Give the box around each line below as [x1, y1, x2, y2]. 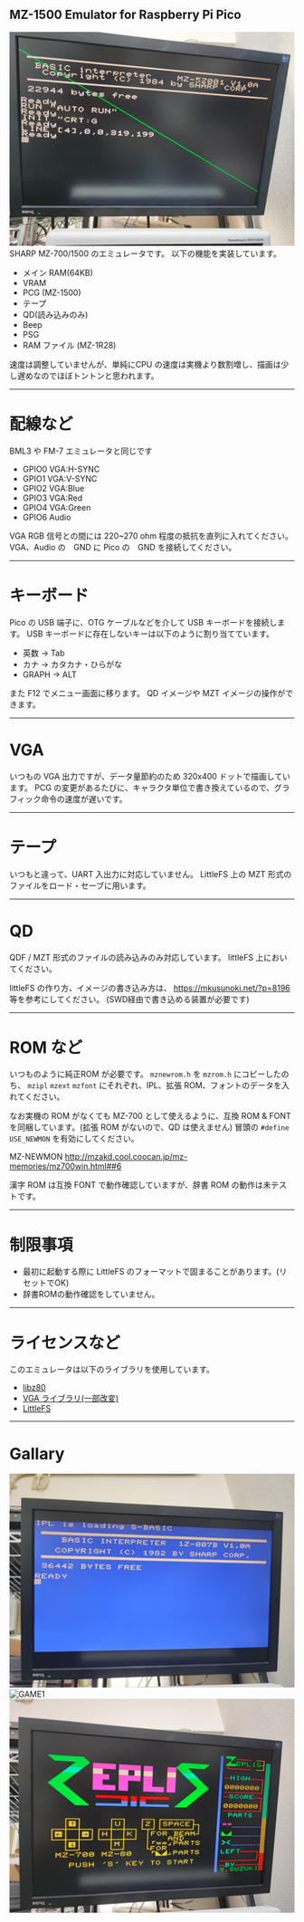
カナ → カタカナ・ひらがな [22, 658, 123, 669]
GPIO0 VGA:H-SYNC [22, 464, 100, 474]
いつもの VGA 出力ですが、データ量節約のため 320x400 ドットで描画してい [9, 770, 291, 781]
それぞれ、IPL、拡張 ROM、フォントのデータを [107, 1080, 282, 1091]
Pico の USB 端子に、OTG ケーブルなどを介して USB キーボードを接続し [9, 617, 278, 627]
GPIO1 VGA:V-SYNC [22, 473, 98, 483]
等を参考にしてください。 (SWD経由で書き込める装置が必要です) [9, 993, 251, 1004]
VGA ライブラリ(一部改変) [22, 1393, 119, 1404]
